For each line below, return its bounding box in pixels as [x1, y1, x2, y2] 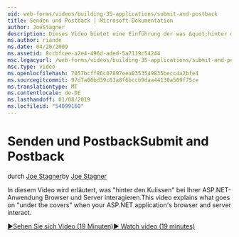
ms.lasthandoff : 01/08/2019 [7, 97, 91, 104]
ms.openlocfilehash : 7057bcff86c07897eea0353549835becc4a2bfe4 [7, 70, 199, 77]
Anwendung [7, 193, 43, 202]
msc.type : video [7, 63, 55, 70]
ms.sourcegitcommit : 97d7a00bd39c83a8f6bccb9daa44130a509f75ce [7, 76, 199, 84]
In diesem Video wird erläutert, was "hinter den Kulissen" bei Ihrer [7, 185, 201, 194]
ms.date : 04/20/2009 [7, 43, 69, 50]
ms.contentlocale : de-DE [7, 89, 81, 97]
